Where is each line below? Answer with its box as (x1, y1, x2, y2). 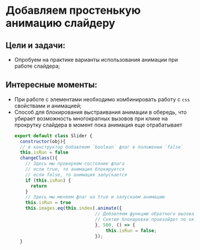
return (30, 183, 47, 189)
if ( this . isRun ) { (25, 177, 71, 183)
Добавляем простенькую (5, 4, 141, 17)
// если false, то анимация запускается (25, 171, 128, 177)
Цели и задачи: (5, 40, 66, 50)
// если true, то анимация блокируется (25, 166, 125, 173)
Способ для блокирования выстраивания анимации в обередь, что (14, 109, 187, 116)
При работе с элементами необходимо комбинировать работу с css (14, 95, 190, 103)
